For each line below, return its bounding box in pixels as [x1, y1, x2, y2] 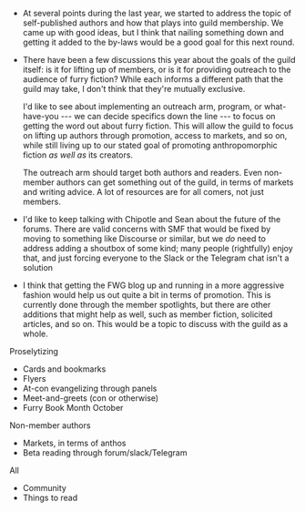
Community [22, 483, 66, 493]
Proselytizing [9, 346, 59, 356]
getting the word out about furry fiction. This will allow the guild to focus [22, 120, 294, 131]
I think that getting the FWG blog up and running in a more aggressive [22, 280, 285, 291]
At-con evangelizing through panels [22, 383, 158, 394]
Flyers [22, 374, 46, 384]
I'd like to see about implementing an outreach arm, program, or [22, 101, 262, 112]
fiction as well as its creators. [22, 149, 134, 160]
